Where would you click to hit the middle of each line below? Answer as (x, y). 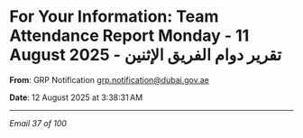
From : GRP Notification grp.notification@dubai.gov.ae (109, 79)
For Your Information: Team (114, 17)
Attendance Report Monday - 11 (129, 36)
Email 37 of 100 (38, 123)
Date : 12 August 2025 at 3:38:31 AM (76, 97)
